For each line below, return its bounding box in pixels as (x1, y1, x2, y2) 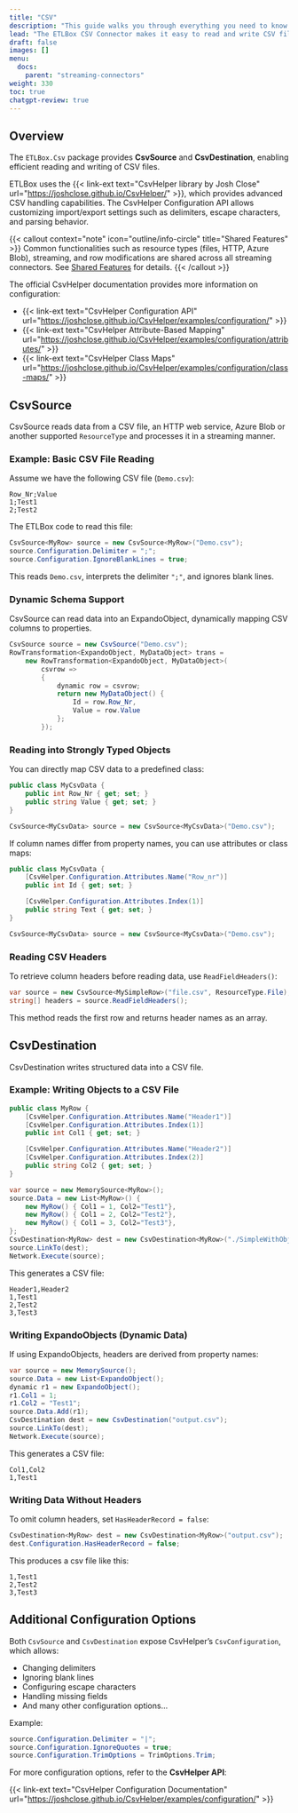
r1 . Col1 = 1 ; (9, 1391, 58, 1400)
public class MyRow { (9, 1103, 90, 1113)
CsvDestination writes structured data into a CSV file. (9, 1062, 204, 1072)
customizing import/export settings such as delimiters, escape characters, (9, 207, 281, 218)
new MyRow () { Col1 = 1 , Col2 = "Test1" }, (25, 1202, 176, 1211)
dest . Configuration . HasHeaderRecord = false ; (9, 1539, 180, 1548)
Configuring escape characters (21, 1681, 137, 1692)
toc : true (9, 87, 46, 96)
